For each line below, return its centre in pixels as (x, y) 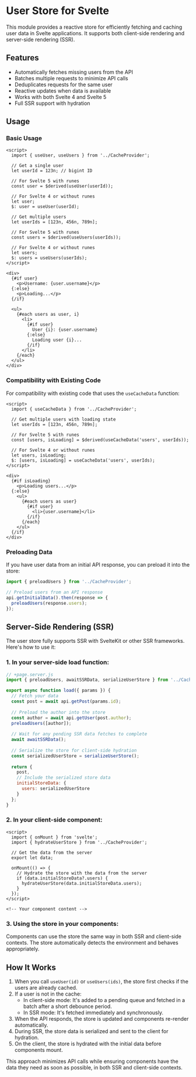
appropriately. (23, 949)
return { (22, 767)
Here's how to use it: (31, 647)
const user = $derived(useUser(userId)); (62, 186)
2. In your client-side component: (54, 820)
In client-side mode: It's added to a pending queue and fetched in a (104, 1000)
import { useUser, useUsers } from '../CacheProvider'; (80, 156)
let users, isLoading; (39, 455)
